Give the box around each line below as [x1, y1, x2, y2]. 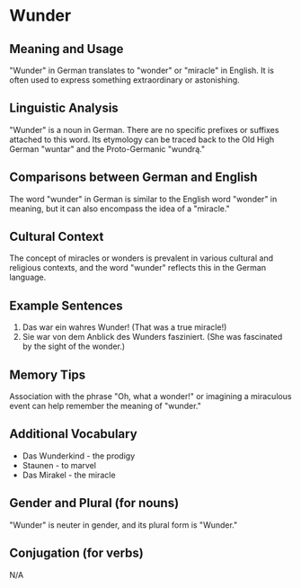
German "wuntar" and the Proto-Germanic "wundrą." [9, 143, 205, 154]
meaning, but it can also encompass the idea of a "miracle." [9, 203, 231, 214]
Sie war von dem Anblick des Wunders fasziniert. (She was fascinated [22, 332, 283, 343]
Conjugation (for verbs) [9, 546, 144, 561]
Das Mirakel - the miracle [22, 469, 116, 480]
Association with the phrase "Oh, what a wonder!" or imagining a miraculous [9, 391, 292, 402]
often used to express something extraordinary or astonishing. [9, 75, 240, 85]
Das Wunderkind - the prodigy [22, 450, 136, 461]
